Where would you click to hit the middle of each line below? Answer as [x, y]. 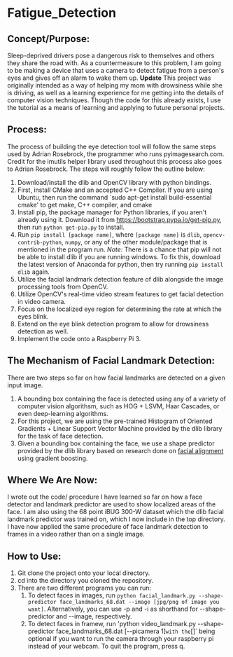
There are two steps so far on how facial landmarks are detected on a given [116, 378]
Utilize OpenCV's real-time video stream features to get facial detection [120, 294]
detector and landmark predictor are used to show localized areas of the [112, 504]
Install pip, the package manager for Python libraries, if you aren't [112, 212]
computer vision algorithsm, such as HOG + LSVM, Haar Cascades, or [118, 406]
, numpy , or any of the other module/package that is [135, 242]
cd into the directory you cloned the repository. [85, 581]
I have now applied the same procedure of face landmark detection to [108, 527]
